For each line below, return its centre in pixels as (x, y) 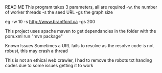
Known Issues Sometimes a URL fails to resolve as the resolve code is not (80, 46)
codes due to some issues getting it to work (49, 65)
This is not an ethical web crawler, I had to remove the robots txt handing (79, 60)
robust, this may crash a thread (36, 51)
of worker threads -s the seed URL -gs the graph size (59, 12)
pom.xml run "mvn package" (34, 36)
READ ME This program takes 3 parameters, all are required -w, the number (81, 7)
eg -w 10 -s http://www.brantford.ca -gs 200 (50, 22)
